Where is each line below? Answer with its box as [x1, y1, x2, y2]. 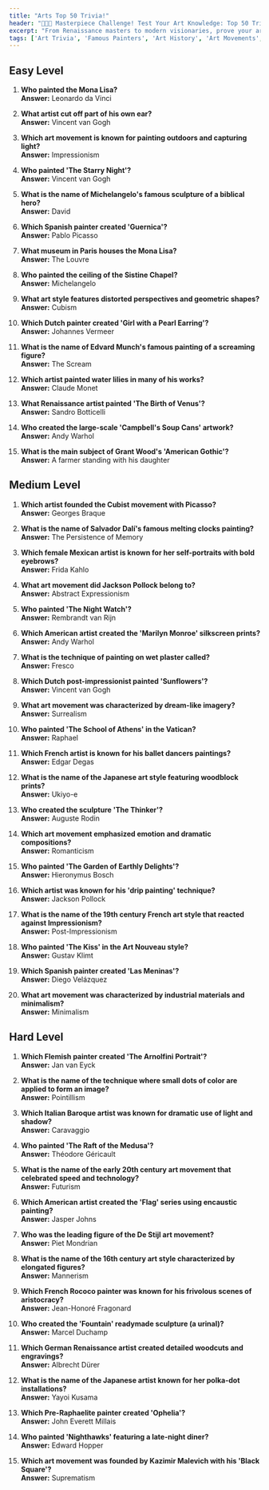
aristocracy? [20, 1295, 65, 1304]
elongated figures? [20, 1262, 86, 1271]
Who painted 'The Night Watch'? [20, 604, 133, 613]
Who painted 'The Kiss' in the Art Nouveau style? [20, 942, 188, 951]
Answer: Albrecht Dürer [20, 1359, 101, 1369]
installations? [20, 1384, 67, 1393]
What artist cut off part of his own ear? [20, 109, 152, 118]
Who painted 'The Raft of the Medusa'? [20, 1140, 154, 1150]
